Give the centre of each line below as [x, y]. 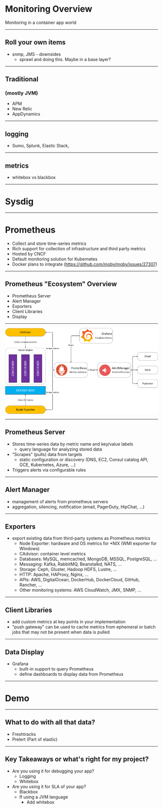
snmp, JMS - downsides [36, 54]
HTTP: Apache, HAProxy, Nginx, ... [54, 574]
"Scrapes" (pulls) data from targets [47, 454]
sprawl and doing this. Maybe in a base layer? [65, 59]
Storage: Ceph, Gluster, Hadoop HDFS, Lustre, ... [68, 570]
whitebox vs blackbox [34, 178]
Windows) [29, 549]
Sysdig [19, 202]
